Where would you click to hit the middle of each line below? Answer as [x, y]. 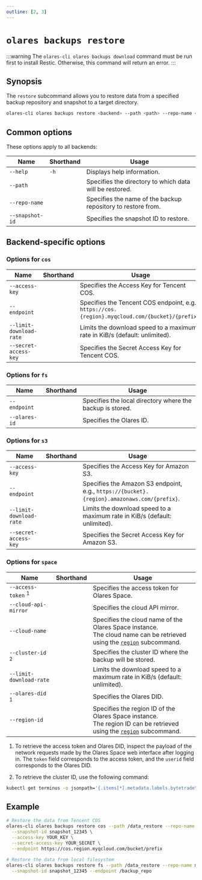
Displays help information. [123, 172]
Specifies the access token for [136, 587]
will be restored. [109, 189]
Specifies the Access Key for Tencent [133, 285]
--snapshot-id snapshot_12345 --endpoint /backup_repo [82, 871]
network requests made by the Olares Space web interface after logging [104, 752]
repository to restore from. [124, 207]
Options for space [32, 562]
